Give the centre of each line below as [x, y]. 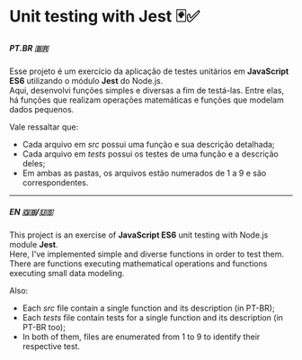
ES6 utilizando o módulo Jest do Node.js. [86, 81]
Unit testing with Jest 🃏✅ [105, 17]
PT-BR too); [44, 328]
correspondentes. [55, 183]
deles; [34, 164]
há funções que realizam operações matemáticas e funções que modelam [147, 100]
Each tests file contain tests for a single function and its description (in [152, 318]
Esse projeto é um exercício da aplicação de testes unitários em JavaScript [149, 71]
